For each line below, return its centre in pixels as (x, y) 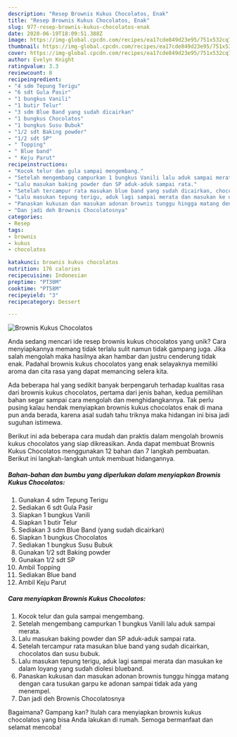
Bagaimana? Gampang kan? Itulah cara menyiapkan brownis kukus (105, 712)
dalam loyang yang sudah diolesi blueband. (81, 669)
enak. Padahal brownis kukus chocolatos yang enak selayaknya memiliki (113, 364)
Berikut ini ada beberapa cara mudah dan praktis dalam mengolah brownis (116, 436)
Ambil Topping (39, 567)
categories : (25, 217)
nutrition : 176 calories (44, 269)
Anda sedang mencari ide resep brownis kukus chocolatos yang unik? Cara (117, 342)
